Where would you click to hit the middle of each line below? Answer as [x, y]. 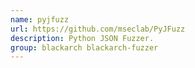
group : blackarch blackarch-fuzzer [84, 47]
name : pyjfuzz [40, 19]
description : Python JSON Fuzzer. [82, 38]
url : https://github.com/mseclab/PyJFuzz [98, 29]
